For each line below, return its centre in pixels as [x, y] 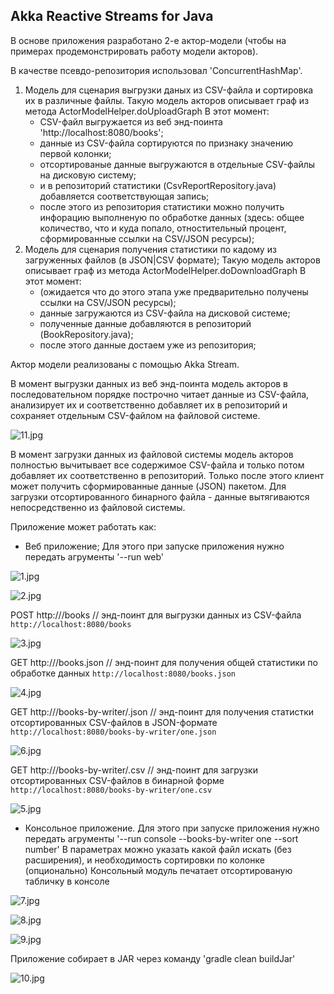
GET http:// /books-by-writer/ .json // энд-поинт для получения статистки [162, 711]
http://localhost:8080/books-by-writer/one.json [113, 732]
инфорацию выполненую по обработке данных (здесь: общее [172, 217]
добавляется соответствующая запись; [124, 196]
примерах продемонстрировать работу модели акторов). [134, 51]
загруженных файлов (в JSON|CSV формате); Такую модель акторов [172, 260]
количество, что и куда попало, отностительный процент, [163, 228]
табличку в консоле [67, 881]
